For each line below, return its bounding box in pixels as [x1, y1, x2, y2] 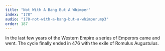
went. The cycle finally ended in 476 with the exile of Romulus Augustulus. [5, 40, 159, 46]
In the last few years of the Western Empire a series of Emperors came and [5, 35, 160, 41]
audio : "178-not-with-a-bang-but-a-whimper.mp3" [5, 16, 109, 21]
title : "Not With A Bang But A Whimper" [5, 7, 91, 12]
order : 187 [5, 21, 28, 26]
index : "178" [5, 12, 33, 17]
